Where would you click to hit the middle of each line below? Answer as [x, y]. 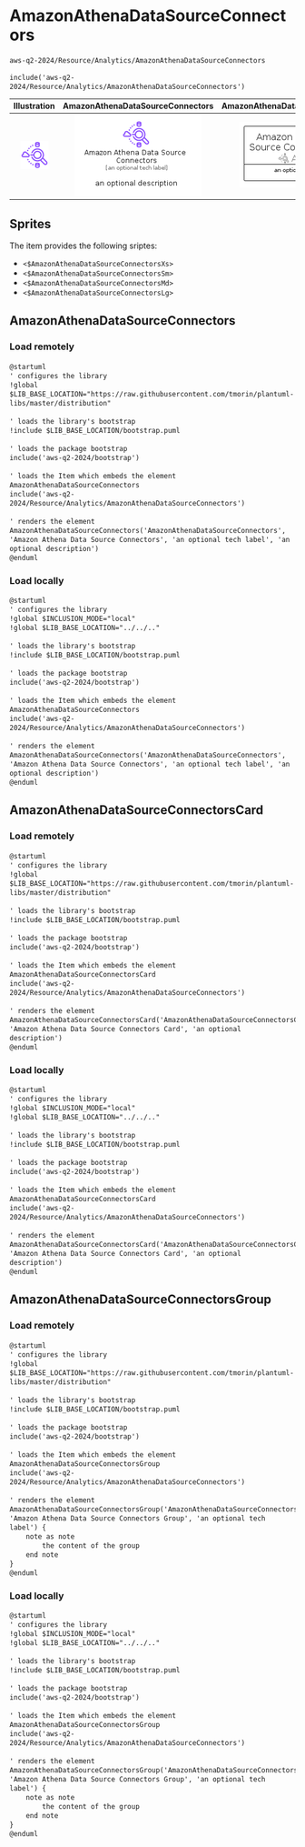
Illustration [34, 106]
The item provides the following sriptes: [84, 246]
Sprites [30, 224]
